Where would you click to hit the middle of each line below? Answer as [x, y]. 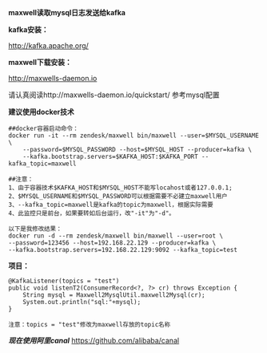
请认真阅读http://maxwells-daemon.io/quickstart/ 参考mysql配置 [114, 95]
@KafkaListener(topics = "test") [64, 281]
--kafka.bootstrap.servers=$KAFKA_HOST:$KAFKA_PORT [110, 156]
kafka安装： [29, 30]
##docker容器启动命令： [44, 128]
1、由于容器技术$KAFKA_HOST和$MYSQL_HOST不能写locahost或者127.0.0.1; [121, 188]
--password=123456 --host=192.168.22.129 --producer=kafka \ [112, 243]
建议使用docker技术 [41, 112]
